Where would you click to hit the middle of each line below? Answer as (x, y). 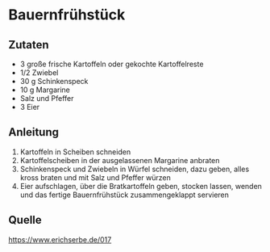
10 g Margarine (45, 90)
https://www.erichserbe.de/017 (60, 239)
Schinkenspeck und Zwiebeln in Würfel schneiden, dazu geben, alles (135, 169)
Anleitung (33, 132)
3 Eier (30, 107)
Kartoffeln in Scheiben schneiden (75, 152)
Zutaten (29, 45)
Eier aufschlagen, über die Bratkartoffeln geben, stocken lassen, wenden (141, 186)
